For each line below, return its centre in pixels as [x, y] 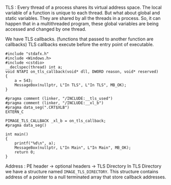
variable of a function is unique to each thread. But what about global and [83, 13]
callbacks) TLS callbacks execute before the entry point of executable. [80, 44]
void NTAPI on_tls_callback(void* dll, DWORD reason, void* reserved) [82, 72]
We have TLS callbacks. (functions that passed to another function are [80, 39]
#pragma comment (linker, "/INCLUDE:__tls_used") [59, 99]
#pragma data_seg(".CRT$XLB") [38, 107]
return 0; [25, 152]
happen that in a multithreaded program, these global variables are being [82, 24]
